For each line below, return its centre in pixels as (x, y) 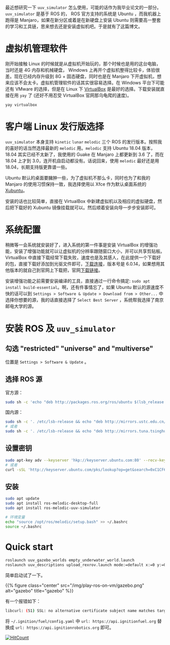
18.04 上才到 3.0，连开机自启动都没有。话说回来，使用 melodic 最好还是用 (82, 160)
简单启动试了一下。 (25, 575)
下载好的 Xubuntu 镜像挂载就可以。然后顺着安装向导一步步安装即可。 (86, 207)
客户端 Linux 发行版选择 (55, 127)
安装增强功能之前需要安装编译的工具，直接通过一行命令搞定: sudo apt (78, 281)
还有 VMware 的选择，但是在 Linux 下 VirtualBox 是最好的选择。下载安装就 (83, 89)
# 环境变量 (15, 517)
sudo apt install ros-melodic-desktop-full (52, 503)
